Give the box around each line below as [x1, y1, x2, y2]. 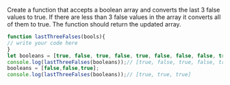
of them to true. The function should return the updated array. [7, 20, 181, 28]
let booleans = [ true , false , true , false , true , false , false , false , [7, 52, 216, 59]
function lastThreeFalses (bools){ [7, 33, 106, 40]
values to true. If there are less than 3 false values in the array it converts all [7, 13, 221, 21]
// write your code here [7, 39, 78, 46]
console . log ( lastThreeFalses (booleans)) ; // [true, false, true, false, [7, 58, 216, 65]
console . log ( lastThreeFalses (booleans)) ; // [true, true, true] [7, 71, 192, 78]
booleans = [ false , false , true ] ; [7, 65, 99, 72]
